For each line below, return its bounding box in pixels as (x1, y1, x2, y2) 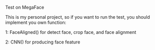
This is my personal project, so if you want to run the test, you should (5, 14, 150, 20)
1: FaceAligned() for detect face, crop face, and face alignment (5, 29, 136, 35)
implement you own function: (5, 20, 67, 25)
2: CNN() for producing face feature (5, 39, 80, 45)
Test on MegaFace (5, 5, 44, 10)
